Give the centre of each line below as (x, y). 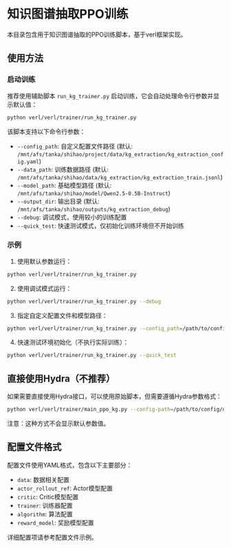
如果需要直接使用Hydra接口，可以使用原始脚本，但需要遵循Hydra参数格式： (114, 397)
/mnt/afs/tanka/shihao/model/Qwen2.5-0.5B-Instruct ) (93, 193)
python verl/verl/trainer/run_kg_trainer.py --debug (84, 301)
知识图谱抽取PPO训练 (68, 14)
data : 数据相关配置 (43, 479)
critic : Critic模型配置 (48, 496)
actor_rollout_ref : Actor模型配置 (65, 488)
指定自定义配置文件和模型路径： (62, 315)
